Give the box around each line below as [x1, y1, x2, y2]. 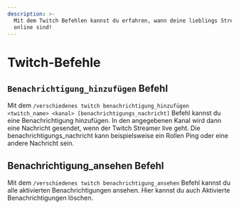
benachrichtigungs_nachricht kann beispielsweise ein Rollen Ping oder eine [7, 132, 229, 140]
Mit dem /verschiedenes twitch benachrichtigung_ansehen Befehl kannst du [7, 178, 231, 187]
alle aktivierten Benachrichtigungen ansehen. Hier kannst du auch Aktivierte [7, 186, 230, 195]
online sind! [14, 23, 53, 31]
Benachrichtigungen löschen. [7, 193, 94, 203]
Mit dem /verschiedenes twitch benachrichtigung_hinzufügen [7, 101, 190, 110]
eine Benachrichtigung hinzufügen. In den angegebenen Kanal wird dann [7, 117, 222, 125]
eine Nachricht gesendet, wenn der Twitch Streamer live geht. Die [7, 124, 201, 132]
